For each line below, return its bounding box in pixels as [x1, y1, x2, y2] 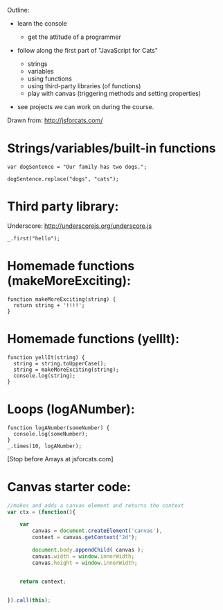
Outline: [7, 6, 30, 14]
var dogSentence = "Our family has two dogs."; [7, 163, 148, 170]
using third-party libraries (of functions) [27, 82, 141, 90]
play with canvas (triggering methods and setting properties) [27, 90, 202, 97]
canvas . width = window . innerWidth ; [32, 552, 135, 560]
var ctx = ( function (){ [7, 509, 76, 516]
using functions [27, 74, 73, 83]
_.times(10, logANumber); [7, 443, 82, 450]
